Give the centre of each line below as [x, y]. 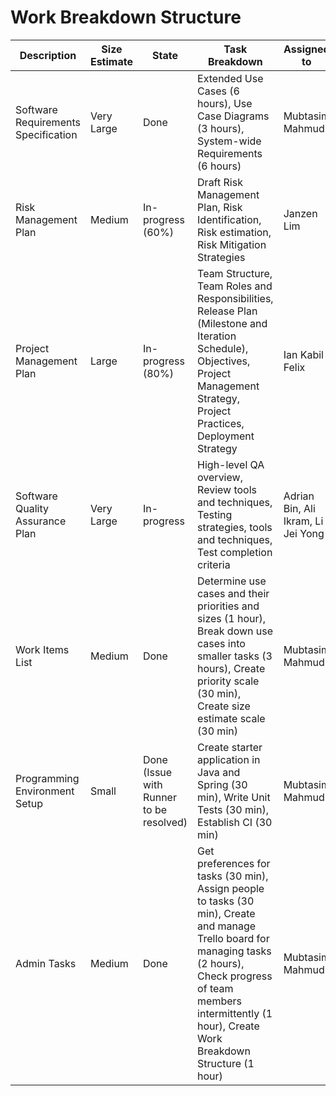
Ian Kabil [303, 354]
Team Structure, [235, 273]
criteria [214, 564]
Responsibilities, [235, 298]
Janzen [300, 213]
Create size [224, 706]
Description [48, 55]
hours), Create [231, 668]
